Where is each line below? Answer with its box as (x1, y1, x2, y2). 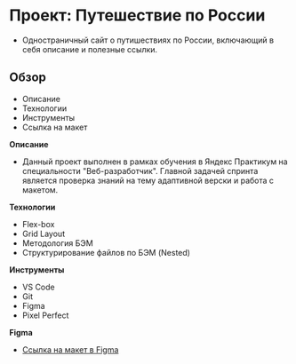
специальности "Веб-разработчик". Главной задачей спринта (21, 165, 259, 176)
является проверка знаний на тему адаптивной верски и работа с (21, 175, 274, 186)
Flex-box (21, 218, 55, 229)
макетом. (21, 184, 59, 195)
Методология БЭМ (21, 237, 93, 249)
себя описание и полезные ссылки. (21, 44, 158, 54)
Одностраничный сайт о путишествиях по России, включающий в (21, 35, 274, 45)
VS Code (21, 281, 55, 292)
